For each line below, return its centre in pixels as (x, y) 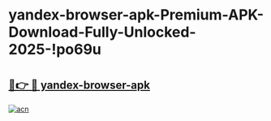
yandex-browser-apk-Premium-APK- (136, 15)
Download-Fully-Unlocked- (102, 32)
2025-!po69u (55, 50)
